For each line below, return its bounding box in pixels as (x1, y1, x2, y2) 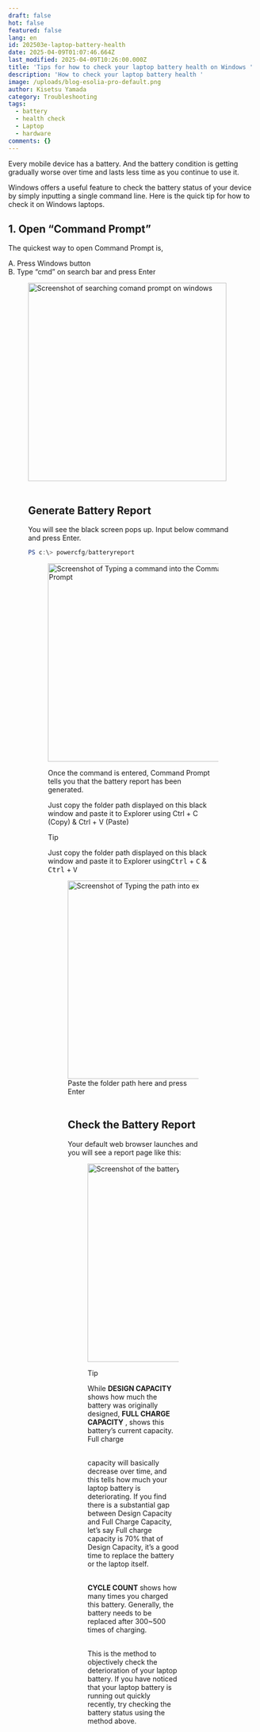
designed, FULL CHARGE (87, 1408, 170, 1418)
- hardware (15, 129, 52, 137)
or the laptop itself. (87, 1559, 149, 1569)
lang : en (8, 33, 37, 42)
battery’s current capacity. (87, 1425, 174, 1435)
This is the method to (87, 1649, 157, 1658)
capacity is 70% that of (87, 1534, 164, 1543)
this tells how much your (87, 1474, 168, 1484)
